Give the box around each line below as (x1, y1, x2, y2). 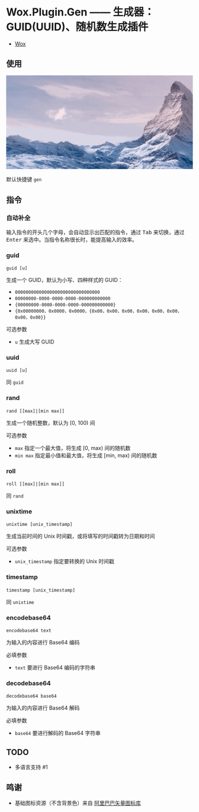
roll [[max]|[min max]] (6, 481, 65, 487)
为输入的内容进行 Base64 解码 (6, 704, 80, 711)
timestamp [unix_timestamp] (6, 587, 76, 593)
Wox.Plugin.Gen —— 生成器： (6, 5, 155, 19)
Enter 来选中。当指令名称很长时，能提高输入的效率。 (6, 236, 138, 243)
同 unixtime (6, 598, 34, 605)
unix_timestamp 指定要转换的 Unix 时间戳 (14, 558, 114, 565)
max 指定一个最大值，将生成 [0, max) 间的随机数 (14, 444, 131, 451)
